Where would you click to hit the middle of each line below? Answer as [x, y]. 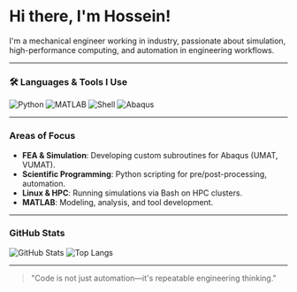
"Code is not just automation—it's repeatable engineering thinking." [153, 278]
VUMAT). [38, 165]
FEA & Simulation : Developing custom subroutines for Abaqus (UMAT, [150, 155]
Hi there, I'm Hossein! [90, 16]
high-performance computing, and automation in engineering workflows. [142, 50]
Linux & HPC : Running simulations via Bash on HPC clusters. [132, 193]
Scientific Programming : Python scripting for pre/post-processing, [144, 173]
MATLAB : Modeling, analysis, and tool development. [118, 202]
